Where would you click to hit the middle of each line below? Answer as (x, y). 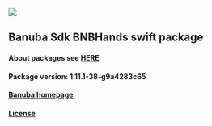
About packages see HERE (54, 57)
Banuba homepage (41, 95)
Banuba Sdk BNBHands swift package (106, 38)
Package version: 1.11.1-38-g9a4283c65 (77, 76)
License (22, 113)
